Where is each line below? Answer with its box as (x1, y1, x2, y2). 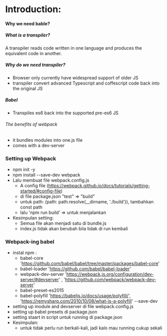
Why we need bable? (5, 20, 50, 26)
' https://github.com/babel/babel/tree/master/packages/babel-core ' (20, 261, 160, 267)
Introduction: (5, 4, 62, 15)
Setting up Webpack (5, 155, 57, 162)
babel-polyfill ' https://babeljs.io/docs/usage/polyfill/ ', (20, 292, 131, 299)
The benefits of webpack (5, 121, 58, 128)
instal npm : (12, 249, 37, 256)
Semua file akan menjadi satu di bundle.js (20, 220, 107, 226)
